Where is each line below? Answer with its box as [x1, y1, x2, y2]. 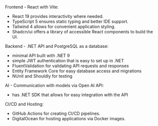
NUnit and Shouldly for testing [12, 73, 73, 79]
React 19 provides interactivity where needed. [12, 14, 104, 19]
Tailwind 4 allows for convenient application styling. [12, 24, 116, 29]
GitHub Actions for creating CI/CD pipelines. [12, 111, 100, 116]
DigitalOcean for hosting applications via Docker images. [12, 116, 126, 121]
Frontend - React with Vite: [5, 4, 59, 10]
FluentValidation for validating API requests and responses [12, 63, 129, 69]
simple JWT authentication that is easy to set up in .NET [12, 58, 125, 63]
